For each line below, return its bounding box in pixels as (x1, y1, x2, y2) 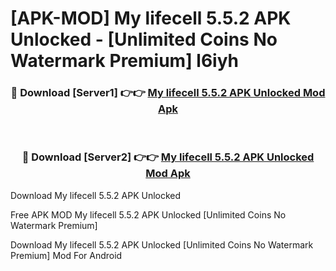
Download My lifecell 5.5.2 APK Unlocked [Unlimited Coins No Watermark (10, 238, 314, 251)
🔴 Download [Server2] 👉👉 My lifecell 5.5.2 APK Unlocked (21, 150, 315, 164)
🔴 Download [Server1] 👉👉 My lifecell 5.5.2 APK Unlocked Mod (10, 86, 326, 100)
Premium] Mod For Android (10, 249, 123, 261)
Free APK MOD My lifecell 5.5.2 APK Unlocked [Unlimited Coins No (10, 208, 287, 221)
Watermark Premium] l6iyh (10, 50, 240, 72)
